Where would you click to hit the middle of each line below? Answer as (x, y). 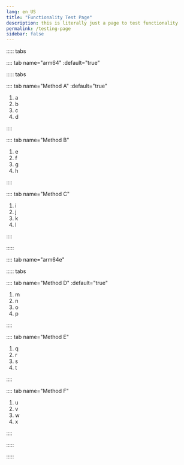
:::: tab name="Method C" (38, 194)
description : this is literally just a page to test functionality (92, 23)
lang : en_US (21, 12)
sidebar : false (25, 34)
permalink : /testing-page (38, 28)
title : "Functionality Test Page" (49, 17)
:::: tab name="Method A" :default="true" (57, 86)
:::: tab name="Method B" (38, 140)
